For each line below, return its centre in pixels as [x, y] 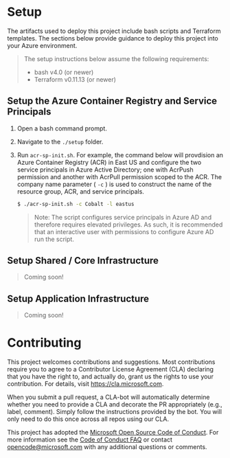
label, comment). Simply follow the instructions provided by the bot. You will [114, 412]
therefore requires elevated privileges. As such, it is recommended [128, 225]
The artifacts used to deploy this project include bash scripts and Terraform [114, 31]
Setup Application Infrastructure [78, 298]
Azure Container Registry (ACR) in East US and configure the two [109, 162]
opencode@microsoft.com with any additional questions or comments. [107, 447]
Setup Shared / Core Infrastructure [83, 261]
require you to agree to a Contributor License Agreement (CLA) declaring [111, 369]
